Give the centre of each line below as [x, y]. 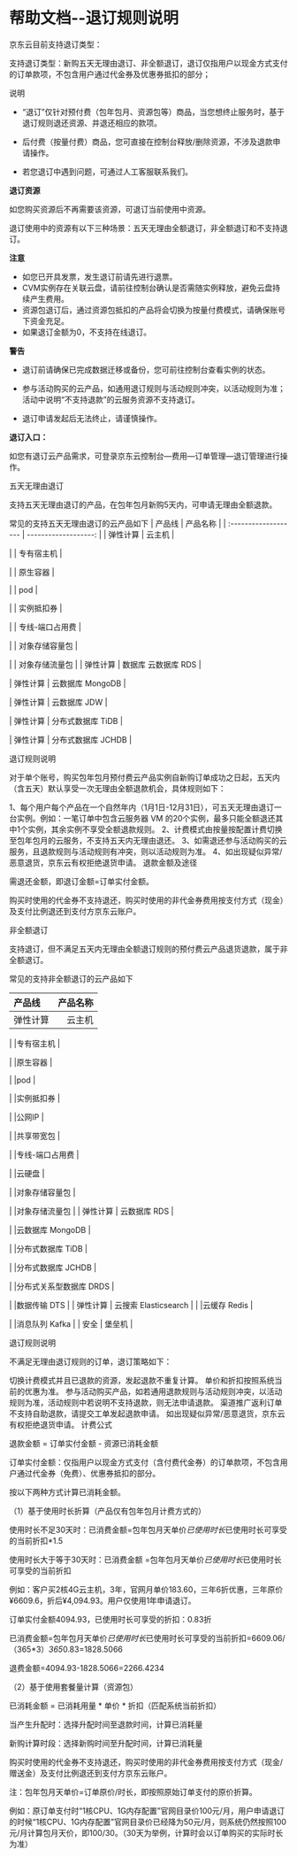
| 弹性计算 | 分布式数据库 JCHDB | [71, 739]
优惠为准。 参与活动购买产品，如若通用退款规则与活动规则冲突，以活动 [153, 1391]
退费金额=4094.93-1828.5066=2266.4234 [87, 1668]
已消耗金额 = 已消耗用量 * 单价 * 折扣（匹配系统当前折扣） [115, 1706]
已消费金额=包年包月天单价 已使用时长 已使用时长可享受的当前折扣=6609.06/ [147, 1637]
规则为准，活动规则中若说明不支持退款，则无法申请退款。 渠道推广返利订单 [146, 1402]
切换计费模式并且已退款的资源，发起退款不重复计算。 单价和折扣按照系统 [142, 1380]
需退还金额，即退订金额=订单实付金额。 [82, 881]
